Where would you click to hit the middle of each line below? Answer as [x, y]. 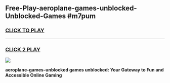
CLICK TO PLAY [25, 31]
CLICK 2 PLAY [23, 49]
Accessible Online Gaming [34, 75]
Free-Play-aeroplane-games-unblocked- [71, 8]
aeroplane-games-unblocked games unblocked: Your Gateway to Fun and [84, 69]
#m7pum [82, 16]
